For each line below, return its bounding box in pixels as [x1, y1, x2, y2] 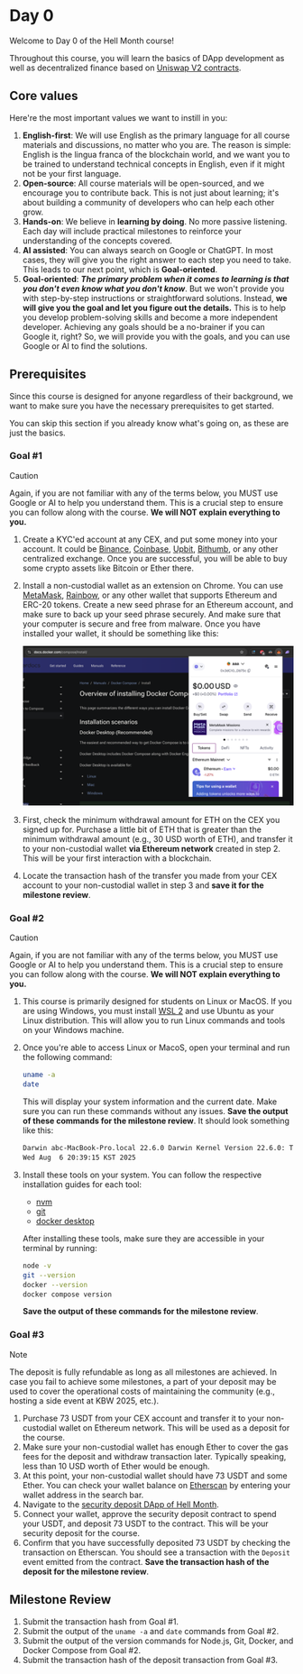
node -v [22, 1261, 51, 1270]
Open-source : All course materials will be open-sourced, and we [22, 178, 264, 188]
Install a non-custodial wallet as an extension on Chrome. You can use [22, 580, 284, 590]
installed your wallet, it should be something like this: [22, 627, 219, 638]
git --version [22, 1270, 76, 1280]
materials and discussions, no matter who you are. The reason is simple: [22, 139, 291, 150]
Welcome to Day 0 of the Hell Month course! [9, 35, 174, 46]
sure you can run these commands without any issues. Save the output [22, 1106, 289, 1117]
